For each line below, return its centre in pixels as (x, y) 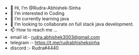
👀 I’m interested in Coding (37, 13)
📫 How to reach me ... (34, 30)
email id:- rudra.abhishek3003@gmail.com (55, 37)
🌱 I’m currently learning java (39, 19)
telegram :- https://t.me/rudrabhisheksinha (55, 43)
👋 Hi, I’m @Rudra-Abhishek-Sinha (45, 8)
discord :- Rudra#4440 (34, 48)
